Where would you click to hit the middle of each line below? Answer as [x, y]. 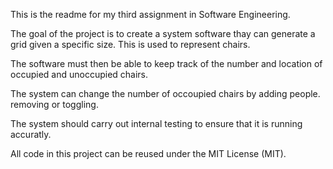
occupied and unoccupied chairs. [79, 74]
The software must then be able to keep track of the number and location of [166, 63]
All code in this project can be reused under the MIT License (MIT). [148, 153]
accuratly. [31, 134]
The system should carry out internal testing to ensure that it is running [156, 123]
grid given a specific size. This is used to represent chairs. [130, 44]
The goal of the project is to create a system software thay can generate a [163, 33]
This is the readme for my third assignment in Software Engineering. [150, 14]
